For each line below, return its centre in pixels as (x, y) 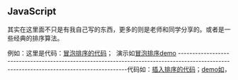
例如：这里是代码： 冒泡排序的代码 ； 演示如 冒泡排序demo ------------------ (119, 53)
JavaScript (32, 12)
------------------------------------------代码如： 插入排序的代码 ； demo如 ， (119, 69)
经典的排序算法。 (38, 38)
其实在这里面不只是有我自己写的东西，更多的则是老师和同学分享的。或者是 (116, 29)
